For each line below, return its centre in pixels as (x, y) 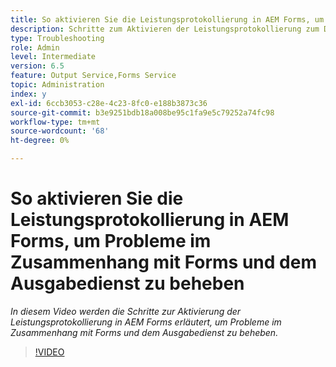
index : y (28, 94)
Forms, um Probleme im (111, 241)
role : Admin (35, 47)
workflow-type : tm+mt (55, 122)
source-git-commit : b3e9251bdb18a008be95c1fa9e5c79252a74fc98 (142, 112)
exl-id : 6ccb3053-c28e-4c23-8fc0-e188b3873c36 (109, 103)
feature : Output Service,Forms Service (93, 76)
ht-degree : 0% (40, 141)
